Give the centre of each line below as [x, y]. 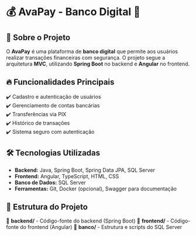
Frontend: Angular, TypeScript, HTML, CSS [67, 176]
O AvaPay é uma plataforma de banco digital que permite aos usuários [92, 51]
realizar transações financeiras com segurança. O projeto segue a [86, 58]
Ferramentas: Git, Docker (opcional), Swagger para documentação [96, 189]
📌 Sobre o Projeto [38, 37]
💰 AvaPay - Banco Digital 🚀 [73, 12]
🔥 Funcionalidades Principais [60, 82]
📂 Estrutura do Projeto [47, 207]
